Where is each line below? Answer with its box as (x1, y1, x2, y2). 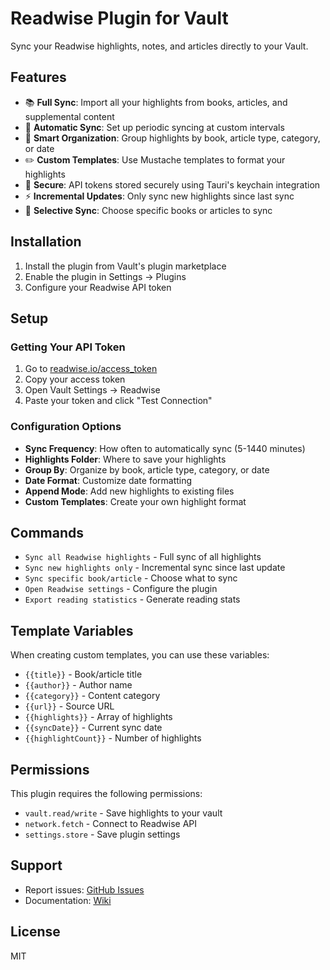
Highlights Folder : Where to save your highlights (24, 453, 227, 465)
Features (10, 69, 67, 86)
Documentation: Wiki (24, 894, 112, 906)
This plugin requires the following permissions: (10, 787, 203, 799)
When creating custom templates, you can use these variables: (10, 649, 270, 661)
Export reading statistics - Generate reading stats (24, 593, 241, 606)
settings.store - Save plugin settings (24, 828, 181, 840)
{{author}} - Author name (24, 679, 133, 691)
